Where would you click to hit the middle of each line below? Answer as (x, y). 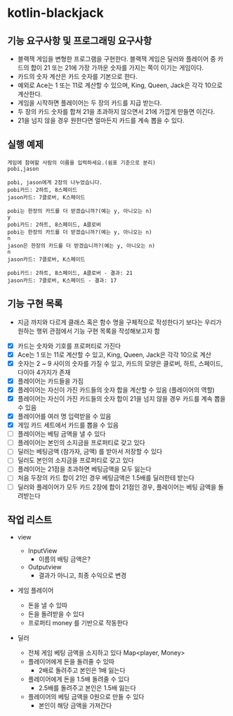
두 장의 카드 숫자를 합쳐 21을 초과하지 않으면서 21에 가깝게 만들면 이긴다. (116, 111)
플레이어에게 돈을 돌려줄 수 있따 (71, 662)
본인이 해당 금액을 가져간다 (75, 705)
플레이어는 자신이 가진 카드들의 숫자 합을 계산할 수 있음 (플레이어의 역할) (116, 390)
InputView (42, 551)
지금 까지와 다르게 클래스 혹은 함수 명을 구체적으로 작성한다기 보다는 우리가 (120, 322)
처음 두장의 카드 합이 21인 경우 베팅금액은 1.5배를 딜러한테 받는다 (106, 478)
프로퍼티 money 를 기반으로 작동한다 (78, 623)
